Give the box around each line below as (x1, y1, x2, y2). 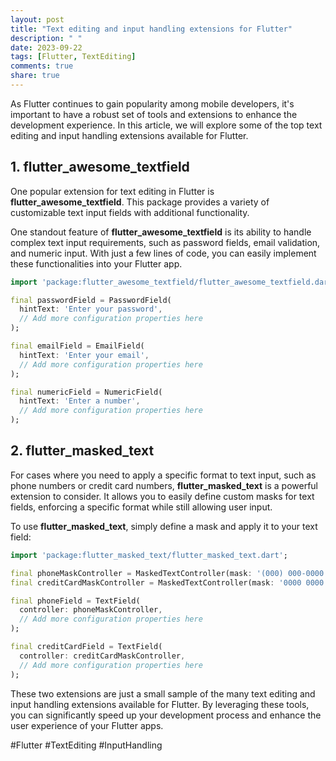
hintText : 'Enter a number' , (19, 396, 141, 406)
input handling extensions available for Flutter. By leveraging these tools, (10, 698, 310, 710)
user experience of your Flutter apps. (10, 719, 164, 731)
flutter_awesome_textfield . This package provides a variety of (10, 196, 270, 208)
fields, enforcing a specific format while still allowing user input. (10, 501, 273, 513)
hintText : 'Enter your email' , (19, 350, 150, 360)
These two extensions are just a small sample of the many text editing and (10, 687, 316, 700)
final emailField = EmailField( (10, 341, 145, 351)
